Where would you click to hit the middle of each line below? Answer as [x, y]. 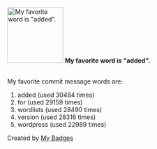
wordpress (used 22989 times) [62, 124]
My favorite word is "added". [107, 61]
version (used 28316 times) [57, 117]
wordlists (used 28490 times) [60, 110]
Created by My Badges [40, 138]
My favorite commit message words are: [65, 81]
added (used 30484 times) [56, 95]
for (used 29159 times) [50, 102]
